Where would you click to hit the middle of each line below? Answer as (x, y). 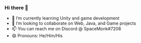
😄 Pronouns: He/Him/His (37, 36)
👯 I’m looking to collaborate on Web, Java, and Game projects (74, 23)
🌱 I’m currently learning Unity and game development (65, 18)
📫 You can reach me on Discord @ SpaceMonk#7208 (66, 29)
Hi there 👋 (17, 8)
